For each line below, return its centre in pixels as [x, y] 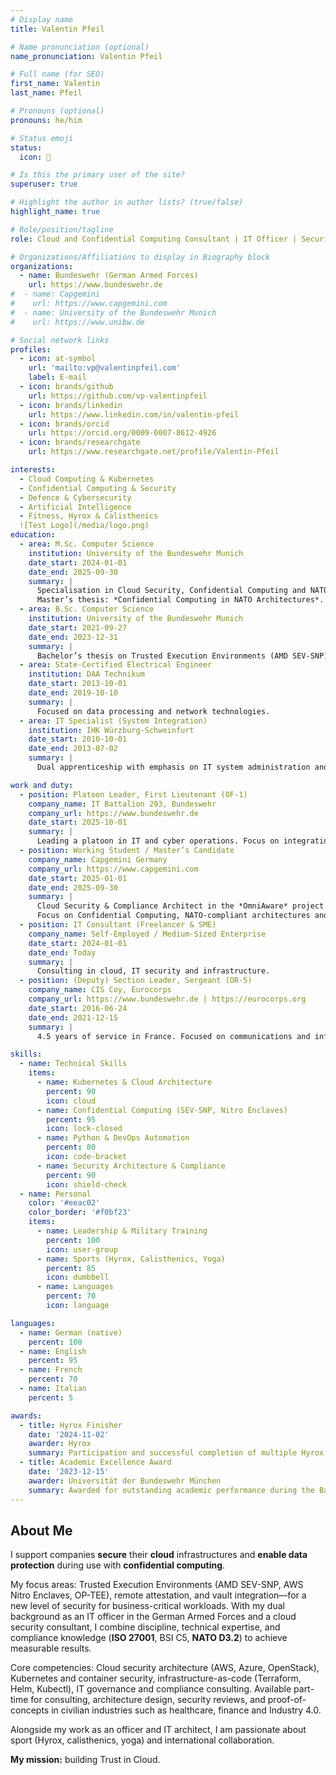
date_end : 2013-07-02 [73, 749]
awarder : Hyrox [60, 1444]
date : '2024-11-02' [69, 1434]
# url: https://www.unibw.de [77, 322]
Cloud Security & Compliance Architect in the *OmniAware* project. [182, 906]
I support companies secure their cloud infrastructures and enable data [159, 1555]
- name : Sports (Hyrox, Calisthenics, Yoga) [131, 1259]
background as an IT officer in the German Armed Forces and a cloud [153, 1617]
